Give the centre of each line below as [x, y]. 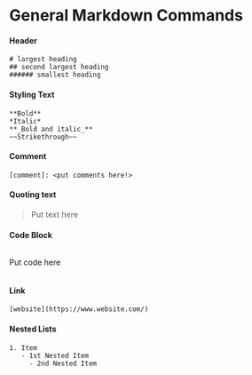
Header [23, 40]
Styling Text [32, 94]
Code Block [31, 235]
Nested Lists [33, 329]
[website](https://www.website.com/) [79, 309]
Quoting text [33, 195]
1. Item [24, 347]
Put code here [35, 262]
